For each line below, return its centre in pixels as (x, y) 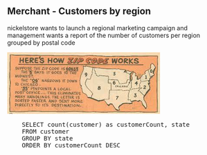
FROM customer (46, 131)
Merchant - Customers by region (79, 11)
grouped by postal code (41, 42)
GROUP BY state (47, 138)
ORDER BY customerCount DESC (71, 145)
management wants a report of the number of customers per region (104, 35)
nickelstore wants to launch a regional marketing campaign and (98, 28)
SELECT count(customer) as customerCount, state (106, 124)
